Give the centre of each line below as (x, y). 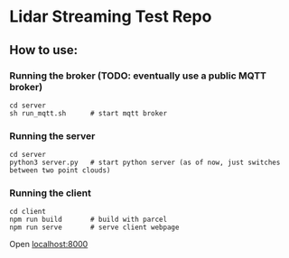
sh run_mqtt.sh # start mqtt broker (89, 113)
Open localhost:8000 (49, 244)
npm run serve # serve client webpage (94, 227)
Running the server (52, 135)
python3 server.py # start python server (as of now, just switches (145, 163)
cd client (28, 212)
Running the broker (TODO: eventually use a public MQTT (138, 76)
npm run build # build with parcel (89, 220)
